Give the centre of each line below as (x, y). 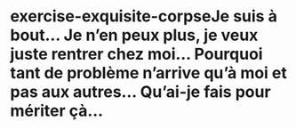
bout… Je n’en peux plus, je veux (134, 35)
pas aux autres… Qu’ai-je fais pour (140, 92)
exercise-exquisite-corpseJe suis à (144, 16)
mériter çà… (57, 111)
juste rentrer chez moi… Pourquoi (136, 54)
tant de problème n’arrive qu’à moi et (149, 73)
